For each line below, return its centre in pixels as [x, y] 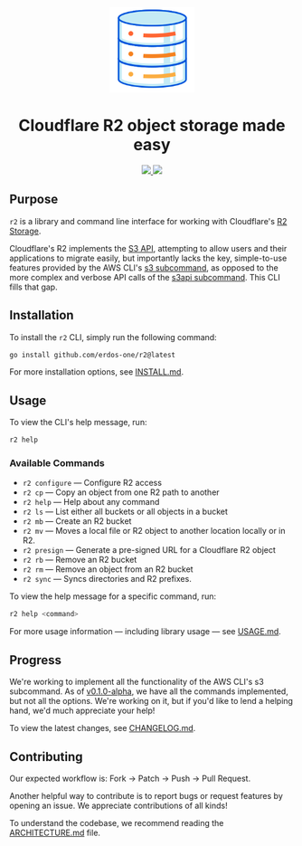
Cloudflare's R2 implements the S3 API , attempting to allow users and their [148, 248]
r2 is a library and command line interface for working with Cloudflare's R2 [148, 221]
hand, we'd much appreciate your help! [82, 711]
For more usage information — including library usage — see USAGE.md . [146, 632]
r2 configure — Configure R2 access [92, 483]
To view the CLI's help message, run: [78, 423]
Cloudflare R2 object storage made [152, 126]
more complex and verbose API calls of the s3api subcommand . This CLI [145, 277]
